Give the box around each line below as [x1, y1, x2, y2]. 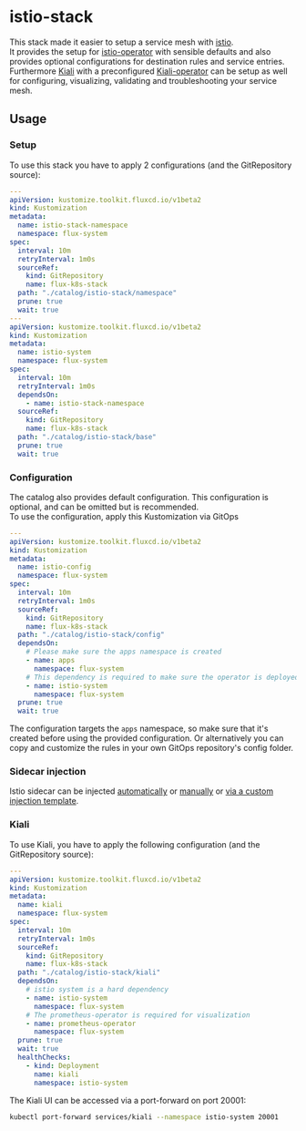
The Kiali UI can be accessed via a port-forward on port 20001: [9, 1095, 247, 1105]
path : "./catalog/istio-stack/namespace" [17, 289, 178, 298]
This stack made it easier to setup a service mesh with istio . [9, 36, 234, 47]
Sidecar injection [9, 766, 87, 778]
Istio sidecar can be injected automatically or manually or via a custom [9, 786, 274, 797]
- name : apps [25, 656, 76, 665]
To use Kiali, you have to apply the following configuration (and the [9, 838, 260, 849]
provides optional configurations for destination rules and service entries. [9, 56, 285, 67]
